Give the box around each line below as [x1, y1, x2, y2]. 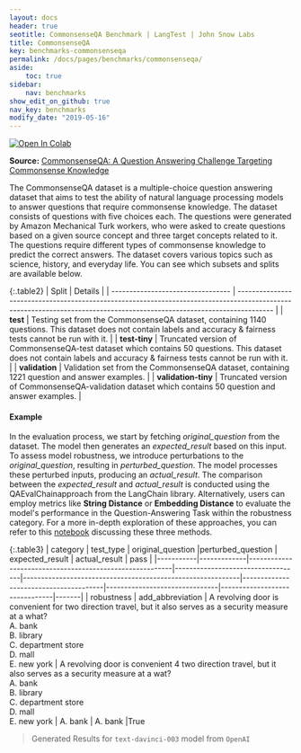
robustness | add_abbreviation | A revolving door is [90, 592, 279, 603]
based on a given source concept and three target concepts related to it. [9, 230, 279, 241]
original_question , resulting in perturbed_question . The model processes [9, 460, 279, 471]
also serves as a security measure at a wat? [9, 669, 172, 679]
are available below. [9, 269, 83, 279]
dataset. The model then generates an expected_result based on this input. [9, 441, 288, 452]
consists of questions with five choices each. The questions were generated [9, 211, 292, 222]
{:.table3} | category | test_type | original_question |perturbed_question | [9, 545, 278, 555]
